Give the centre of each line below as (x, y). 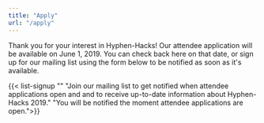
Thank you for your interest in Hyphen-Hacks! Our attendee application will (130, 45)
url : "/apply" (32, 23)
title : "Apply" (33, 15)
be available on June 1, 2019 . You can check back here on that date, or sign (131, 54)
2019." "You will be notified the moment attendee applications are (137, 102)
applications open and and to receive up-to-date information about (117, 94)
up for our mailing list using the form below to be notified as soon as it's (125, 62)
